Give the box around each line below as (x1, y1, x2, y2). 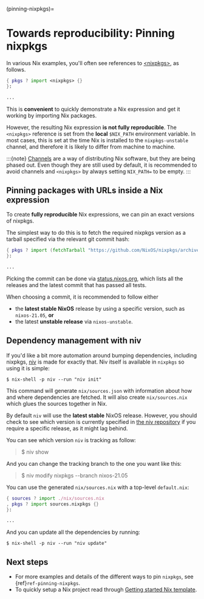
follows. (6, 66, 26, 73)
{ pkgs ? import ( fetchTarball (6, 248, 86, 254)
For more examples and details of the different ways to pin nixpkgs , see (15, 573, 194, 580)
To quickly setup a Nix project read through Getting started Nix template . (15, 586, 197, 594)
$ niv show (21, 448, 49, 455)
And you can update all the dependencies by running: (6, 528, 141, 536)
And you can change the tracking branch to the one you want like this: (6, 460, 182, 467)
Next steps (6, 556, 49, 567)
